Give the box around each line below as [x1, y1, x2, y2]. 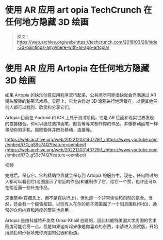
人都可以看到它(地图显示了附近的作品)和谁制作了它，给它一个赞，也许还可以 [5, 178, 157, 184]
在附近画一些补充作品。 [5, 185, 52, 190]
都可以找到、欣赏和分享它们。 [13, 104, 73, 110]
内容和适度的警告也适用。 [21, 207, 73, 213]
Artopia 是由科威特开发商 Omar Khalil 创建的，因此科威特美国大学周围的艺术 [5, 217, 157, 223]
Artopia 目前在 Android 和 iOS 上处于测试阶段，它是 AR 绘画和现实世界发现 [5, 114, 154, 120]
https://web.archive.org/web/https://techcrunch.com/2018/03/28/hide [16, 39, 158, 45]
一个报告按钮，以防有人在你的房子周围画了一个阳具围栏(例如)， [26, 201, 153, 207]
